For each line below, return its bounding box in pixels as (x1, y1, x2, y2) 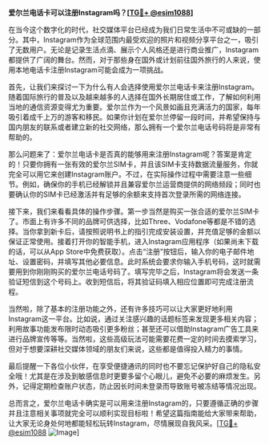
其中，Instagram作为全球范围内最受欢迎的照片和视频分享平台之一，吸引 (22, 35, 259, 44)
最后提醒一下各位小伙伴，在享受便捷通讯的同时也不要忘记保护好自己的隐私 (8, 361, 254, 370)
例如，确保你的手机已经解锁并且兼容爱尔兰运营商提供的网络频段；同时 (22, 180, 254, 189)
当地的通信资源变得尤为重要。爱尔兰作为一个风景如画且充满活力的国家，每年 (8, 102, 261, 112)
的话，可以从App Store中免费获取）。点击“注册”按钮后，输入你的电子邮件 (8, 247, 248, 256)
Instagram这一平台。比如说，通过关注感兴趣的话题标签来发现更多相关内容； (8, 314, 259, 324)
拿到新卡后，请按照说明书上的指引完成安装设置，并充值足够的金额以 (35, 227, 261, 236)
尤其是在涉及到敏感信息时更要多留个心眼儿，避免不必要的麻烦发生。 (29, 371, 254, 381)
